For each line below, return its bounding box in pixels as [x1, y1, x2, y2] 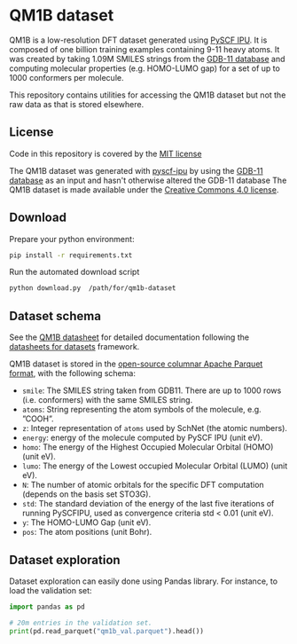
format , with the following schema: [9, 368, 136, 379]
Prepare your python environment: [9, 233, 135, 244]
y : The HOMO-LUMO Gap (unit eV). [21, 517, 152, 528]
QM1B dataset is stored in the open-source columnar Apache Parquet [9, 358, 263, 369]
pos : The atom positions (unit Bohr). [21, 527, 152, 538]
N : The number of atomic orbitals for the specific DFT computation [21, 480, 264, 491]
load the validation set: [9, 585, 92, 595]
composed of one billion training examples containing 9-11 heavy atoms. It [9, 43, 280, 54]
